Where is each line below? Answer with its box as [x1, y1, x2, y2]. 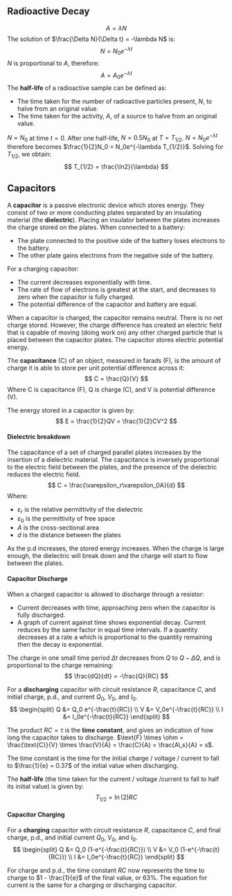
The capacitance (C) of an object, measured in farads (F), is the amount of [7, 356, 222, 364]
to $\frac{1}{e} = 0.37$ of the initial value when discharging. [7, 761, 179, 769]
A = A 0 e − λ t [100, 70, 133, 81]
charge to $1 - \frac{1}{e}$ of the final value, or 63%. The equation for [7, 874, 208, 882]
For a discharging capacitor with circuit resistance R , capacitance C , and [7, 685, 216, 693]
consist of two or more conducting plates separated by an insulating [7, 208, 202, 217]
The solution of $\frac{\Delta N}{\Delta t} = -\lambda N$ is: [7, 35, 175, 43]
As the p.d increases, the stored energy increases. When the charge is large [7, 544, 224, 553]
